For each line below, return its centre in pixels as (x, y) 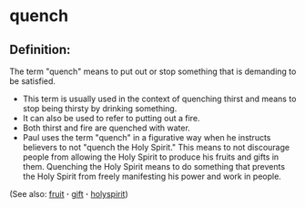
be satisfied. (33, 81)
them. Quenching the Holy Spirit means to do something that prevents (153, 166)
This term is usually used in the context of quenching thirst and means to (159, 99)
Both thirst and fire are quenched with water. (107, 128)
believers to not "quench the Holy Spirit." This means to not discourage (156, 147)
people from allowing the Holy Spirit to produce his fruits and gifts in (151, 157)
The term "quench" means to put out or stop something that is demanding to (153, 71)
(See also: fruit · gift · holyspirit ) (69, 194)
